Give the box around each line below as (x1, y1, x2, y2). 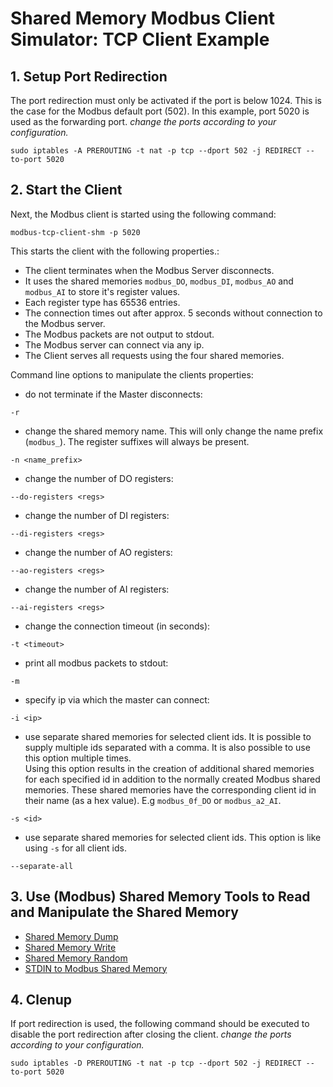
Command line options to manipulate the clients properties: (10, 368, 254, 381)
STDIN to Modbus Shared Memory (24, 962, 168, 974)
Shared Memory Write (24, 941, 117, 953)
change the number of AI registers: (24, 583, 170, 595)
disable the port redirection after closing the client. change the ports (10, 1028, 292, 1041)
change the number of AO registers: (24, 546, 173, 558)
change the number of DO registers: (24, 472, 174, 484)
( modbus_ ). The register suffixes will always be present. (24, 435, 250, 447)
